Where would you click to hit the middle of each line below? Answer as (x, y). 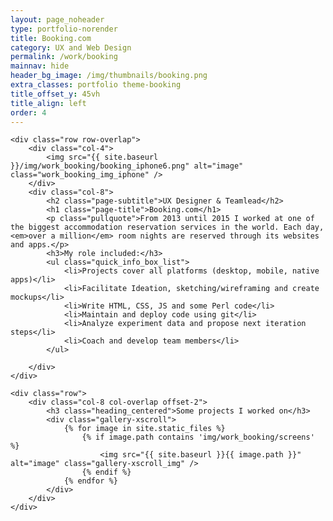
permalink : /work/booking (64, 57)
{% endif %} (106, 472)
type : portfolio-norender (64, 29)
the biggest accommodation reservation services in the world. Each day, (167, 227)
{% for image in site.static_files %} (144, 429)
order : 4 (28, 112)
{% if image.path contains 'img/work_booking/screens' (198, 437)
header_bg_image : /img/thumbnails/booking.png (109, 76)
